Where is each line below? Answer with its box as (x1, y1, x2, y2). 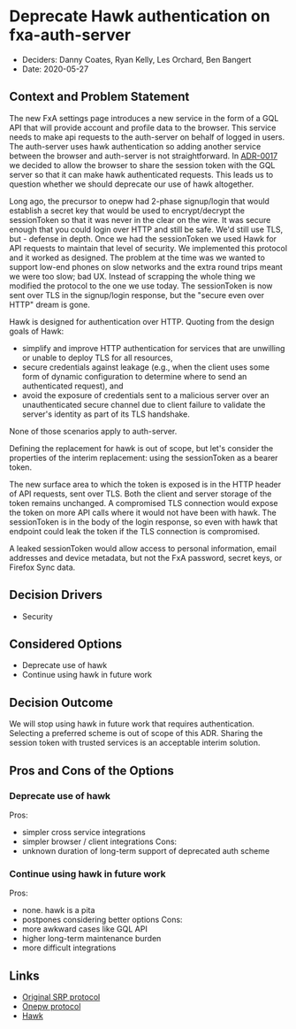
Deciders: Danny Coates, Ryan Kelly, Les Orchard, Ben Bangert (21, 54, 252, 65)
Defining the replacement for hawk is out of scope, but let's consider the (9, 442, 274, 453)
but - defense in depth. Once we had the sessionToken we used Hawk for (9, 233, 277, 244)
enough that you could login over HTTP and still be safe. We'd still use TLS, (9, 224, 284, 234)
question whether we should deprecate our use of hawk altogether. (9, 179, 254, 189)
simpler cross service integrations (21, 826, 146, 837)
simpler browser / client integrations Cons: (21, 836, 178, 847)
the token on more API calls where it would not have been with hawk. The (9, 507, 277, 518)
